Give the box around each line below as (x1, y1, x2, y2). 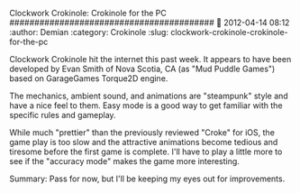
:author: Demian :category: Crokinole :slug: (9, 27, 169, 37)
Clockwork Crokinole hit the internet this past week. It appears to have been (9, 54, 292, 64)
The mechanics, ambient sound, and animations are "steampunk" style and (9, 90, 288, 101)
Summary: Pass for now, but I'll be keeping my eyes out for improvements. (9, 173, 286, 184)
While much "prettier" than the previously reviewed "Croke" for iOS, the (9, 127, 275, 138)
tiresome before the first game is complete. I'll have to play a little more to (9, 146, 283, 157)
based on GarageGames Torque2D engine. (9, 73, 168, 84)
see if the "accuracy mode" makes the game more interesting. (9, 156, 241, 166)
